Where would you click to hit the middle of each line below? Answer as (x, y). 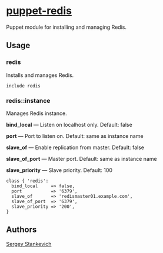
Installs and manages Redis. (40, 75)
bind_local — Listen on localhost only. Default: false (69, 124)
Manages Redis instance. (36, 113)
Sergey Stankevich (29, 244)
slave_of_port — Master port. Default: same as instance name (81, 158)
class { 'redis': (27, 181)
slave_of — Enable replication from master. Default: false (75, 147)
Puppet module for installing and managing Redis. (66, 27)
